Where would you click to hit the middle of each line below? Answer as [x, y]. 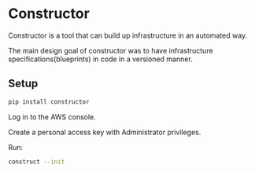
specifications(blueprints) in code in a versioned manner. [100, 59]
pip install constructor [49, 102]
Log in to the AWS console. [52, 117]
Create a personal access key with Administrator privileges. [105, 132]
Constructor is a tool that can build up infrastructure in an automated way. [128, 35]
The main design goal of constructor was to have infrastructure [111, 50]
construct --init [37, 162]
